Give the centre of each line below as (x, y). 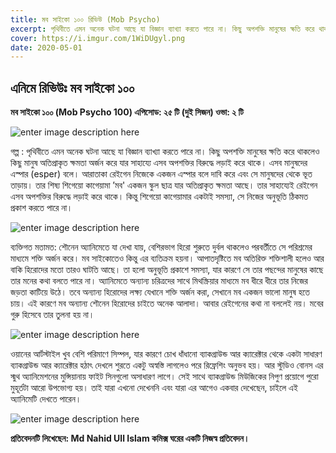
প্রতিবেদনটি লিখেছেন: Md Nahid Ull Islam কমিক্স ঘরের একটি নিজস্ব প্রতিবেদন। (130, 438)
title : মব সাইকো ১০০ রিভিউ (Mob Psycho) (85, 19)
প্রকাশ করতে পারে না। (41, 208)
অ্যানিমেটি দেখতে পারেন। (46, 399)
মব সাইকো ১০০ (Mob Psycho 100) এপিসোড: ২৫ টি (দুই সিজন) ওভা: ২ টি (127, 112)
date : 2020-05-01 (46, 47)
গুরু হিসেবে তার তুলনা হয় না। (52, 315)
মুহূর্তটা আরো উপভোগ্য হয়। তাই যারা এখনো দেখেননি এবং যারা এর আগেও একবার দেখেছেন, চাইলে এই (154, 388)
